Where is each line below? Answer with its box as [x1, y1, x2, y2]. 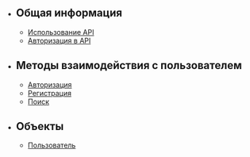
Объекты [15, 120, 64, 133]
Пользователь [27, 140, 76, 150]
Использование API [27, 27, 94, 36]
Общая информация [15, 6, 123, 20]
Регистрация [27, 88, 71, 98]
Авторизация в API [27, 36, 91, 45]
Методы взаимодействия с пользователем [15, 59, 242, 72]
